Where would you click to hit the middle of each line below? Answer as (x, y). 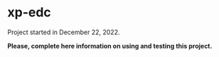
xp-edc (29, 12)
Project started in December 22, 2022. (64, 32)
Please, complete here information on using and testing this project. (110, 46)
